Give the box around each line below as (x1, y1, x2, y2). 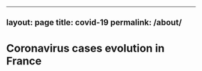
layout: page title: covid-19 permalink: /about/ (6, 17, 182, 27)
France (6, 54, 42, 67)
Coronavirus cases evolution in (6, 41, 165, 55)
